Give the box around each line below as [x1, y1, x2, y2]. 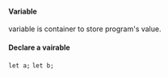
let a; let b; [8, 62, 54, 70]
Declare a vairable [8, 43, 70, 52]
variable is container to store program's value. [8, 24, 162, 34]
